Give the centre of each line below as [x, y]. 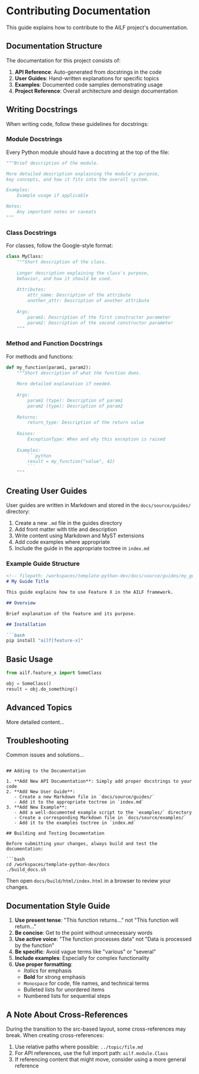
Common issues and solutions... [45, 755]
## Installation [26, 624]
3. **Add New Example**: [37, 807]
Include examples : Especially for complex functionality [82, 958]
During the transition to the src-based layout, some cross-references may [96, 1029]
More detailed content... [36, 722]
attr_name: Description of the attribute [79, 295]
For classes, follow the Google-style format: [60, 245]
